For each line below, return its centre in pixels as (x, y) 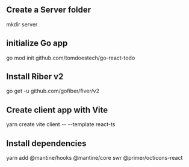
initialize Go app (37, 44)
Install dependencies (46, 143)
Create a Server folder (49, 10)
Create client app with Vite (57, 110)
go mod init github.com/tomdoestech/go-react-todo (71, 58)
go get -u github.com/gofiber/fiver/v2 (53, 91)
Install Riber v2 (35, 77)
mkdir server (22, 24)
